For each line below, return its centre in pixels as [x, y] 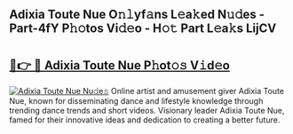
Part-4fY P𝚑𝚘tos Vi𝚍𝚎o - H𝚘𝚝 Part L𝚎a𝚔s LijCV [143, 29]
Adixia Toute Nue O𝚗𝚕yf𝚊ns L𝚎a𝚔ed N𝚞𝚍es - [137, 15]
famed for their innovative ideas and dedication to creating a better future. [145, 120]
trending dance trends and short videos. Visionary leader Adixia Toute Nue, [147, 110]
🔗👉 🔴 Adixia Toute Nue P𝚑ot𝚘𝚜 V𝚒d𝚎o [120, 65]
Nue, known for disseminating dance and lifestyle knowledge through [136, 101]
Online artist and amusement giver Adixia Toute [198, 91]
